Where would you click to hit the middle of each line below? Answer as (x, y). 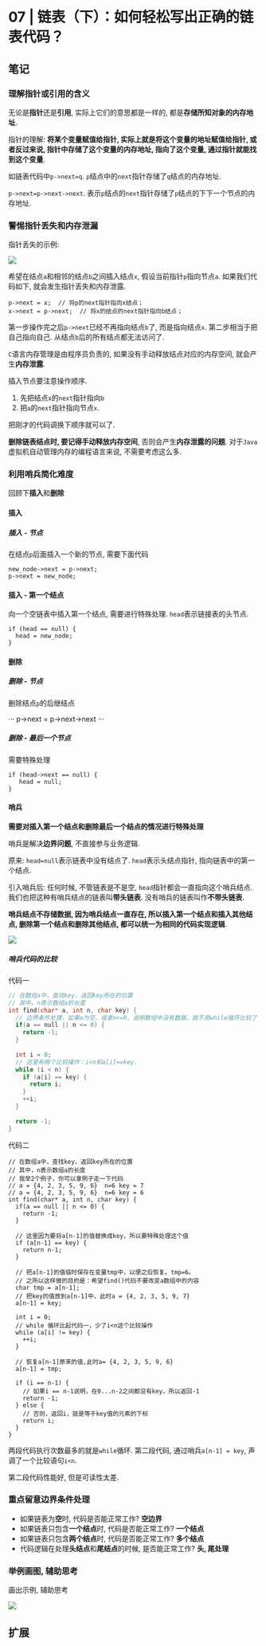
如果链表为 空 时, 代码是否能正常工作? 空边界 (91, 1519)
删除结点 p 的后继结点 (42, 703)
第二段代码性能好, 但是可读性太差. (64, 1477)
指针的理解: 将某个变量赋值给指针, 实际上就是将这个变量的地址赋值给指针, (128, 139)
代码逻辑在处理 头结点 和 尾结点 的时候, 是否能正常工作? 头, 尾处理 (124, 1548)
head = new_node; (44, 636)
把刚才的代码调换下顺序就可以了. (62, 425)
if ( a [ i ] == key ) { (55, 1077)
